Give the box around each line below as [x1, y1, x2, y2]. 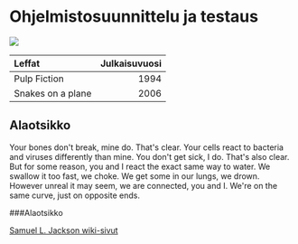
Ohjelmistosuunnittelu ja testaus [9, 6, 259, 27]
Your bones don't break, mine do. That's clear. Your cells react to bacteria [9, 142, 284, 153]
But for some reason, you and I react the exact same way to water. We [9, 161, 271, 172]
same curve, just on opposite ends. [9, 190, 140, 201]
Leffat [14, 57, 41, 70]
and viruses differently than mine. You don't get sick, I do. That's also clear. [9, 151, 290, 162]
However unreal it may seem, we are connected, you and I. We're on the [9, 180, 278, 191]
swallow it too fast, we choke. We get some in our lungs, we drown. [9, 170, 260, 182]
